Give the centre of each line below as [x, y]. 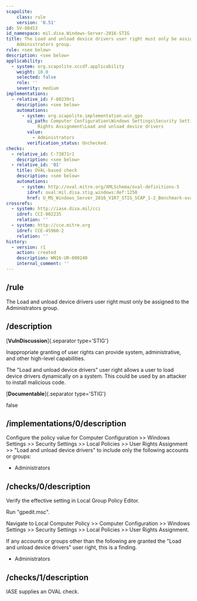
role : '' [27, 83]
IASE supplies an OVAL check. [43, 591]
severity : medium [38, 88]
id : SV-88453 [22, 28]
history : [17, 242]
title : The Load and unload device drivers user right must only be [91, 39]
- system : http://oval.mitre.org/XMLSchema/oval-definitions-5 [101, 187]
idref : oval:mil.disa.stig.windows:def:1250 [82, 192]
